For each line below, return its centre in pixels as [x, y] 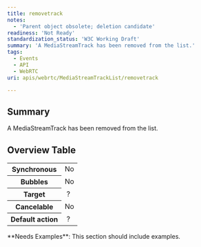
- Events [26, 59]
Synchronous [34, 169]
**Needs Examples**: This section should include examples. [94, 236]
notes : [17, 20]
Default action [34, 219]
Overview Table [42, 150]
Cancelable [34, 207]
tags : [15, 52]
